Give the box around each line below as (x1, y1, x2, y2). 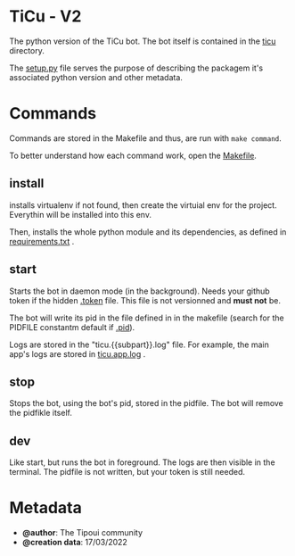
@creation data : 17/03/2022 (21, 537, 127, 548)
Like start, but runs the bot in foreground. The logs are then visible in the (9, 457, 275, 468)
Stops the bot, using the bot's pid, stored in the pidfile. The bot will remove (9, 398, 283, 409)
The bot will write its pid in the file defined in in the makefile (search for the (9, 312, 284, 323)
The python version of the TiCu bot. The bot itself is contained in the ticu (9, 36, 276, 46)
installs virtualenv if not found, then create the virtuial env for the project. (9, 199, 278, 211)
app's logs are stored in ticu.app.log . (9, 348, 146, 359)
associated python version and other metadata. (9, 71, 183, 82)
